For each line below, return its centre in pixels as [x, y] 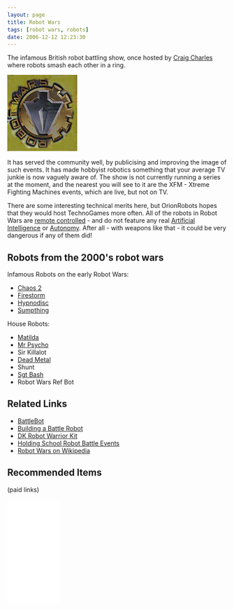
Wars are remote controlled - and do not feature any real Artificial [101, 221]
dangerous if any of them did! [50, 235]
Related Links [37, 404]
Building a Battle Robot [50, 428]
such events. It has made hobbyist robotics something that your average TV [116, 170]
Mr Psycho [33, 345]
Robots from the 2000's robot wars [86, 257]
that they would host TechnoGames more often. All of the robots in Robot [112, 213]
